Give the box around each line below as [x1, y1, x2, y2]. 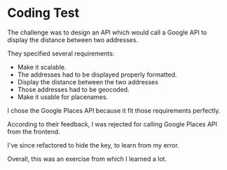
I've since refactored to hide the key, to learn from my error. [7, 140, 180, 149]
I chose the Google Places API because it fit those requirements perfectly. [7, 106, 221, 115]
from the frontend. [7, 127, 61, 136]
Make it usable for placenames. [17, 93, 109, 101]
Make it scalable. [17, 63, 67, 71]
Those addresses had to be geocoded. [17, 85, 130, 93]
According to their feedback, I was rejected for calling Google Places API [7, 119, 218, 128]
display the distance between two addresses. [7, 35, 139, 44]
